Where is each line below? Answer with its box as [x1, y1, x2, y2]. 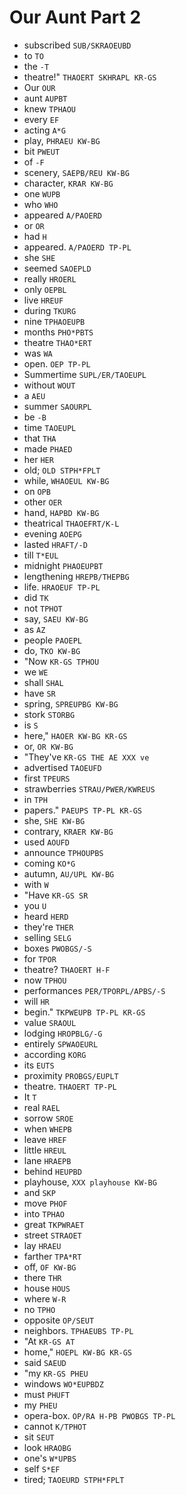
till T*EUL [23, 549, 59, 561]
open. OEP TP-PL [23, 357, 91, 370]
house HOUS [23, 1282, 71, 1294]
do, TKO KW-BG [23, 644, 81, 656]
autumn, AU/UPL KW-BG [23, 867, 115, 880]
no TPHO [23, 1303, 56, 1315]
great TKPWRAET [23, 1218, 85, 1230]
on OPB [23, 485, 51, 497]
